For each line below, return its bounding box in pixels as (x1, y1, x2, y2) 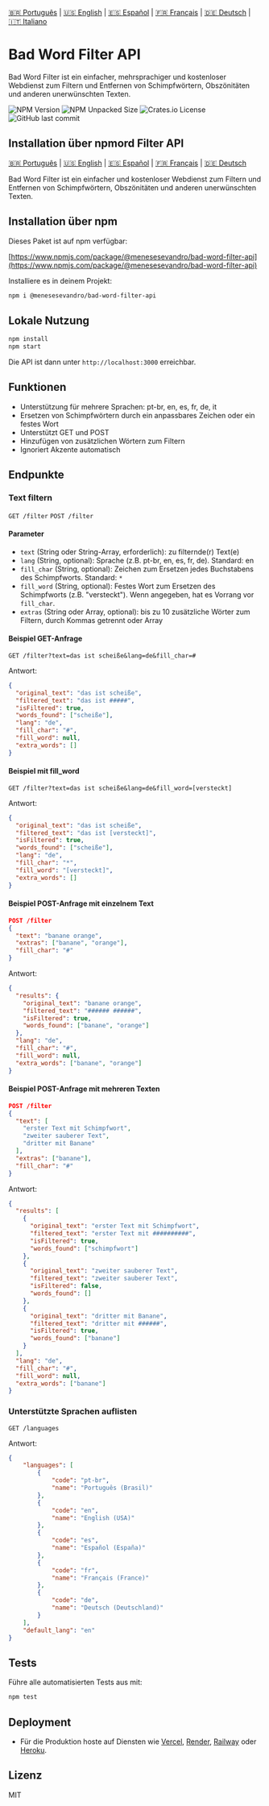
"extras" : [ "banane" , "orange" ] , (15, 939, 128, 947)
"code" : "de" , (51, 1596, 99, 1605)
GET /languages (8, 1424, 60, 1432)
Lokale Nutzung (8, 313, 90, 327)
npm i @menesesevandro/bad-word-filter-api (8, 291, 157, 300)
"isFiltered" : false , (29, 1282, 103, 1290)
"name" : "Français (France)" (51, 1574, 150, 1582)
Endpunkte (8, 468, 64, 482)
